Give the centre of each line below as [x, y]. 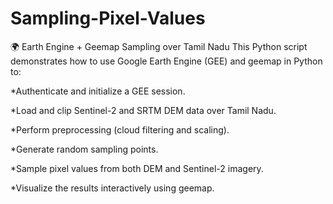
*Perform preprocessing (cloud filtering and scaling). [120, 129]
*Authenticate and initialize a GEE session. [98, 91]
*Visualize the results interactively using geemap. [112, 188]
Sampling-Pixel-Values [108, 18]
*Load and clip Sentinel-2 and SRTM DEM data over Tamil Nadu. [143, 110]
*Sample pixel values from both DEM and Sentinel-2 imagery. [137, 168]
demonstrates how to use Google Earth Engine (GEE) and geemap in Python [166, 61]
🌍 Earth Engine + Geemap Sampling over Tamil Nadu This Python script [159, 46]
